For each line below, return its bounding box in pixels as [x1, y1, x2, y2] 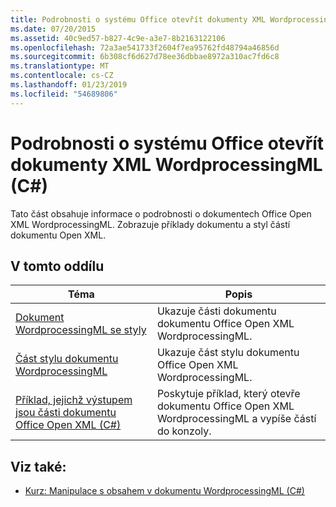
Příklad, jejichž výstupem [15, 393, 133, 407]
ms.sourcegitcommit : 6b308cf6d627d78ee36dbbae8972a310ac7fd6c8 [10, 52, 280, 62]
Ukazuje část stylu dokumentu [156, 346, 300, 360]
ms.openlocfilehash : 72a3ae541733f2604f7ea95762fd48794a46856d [10, 42, 280, 53]
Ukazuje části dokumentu [156, 304, 277, 318]
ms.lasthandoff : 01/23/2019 [10, 80, 128, 90]
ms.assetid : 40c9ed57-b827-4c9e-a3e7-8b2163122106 [10, 33, 226, 43]
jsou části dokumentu [15, 406, 117, 420]
